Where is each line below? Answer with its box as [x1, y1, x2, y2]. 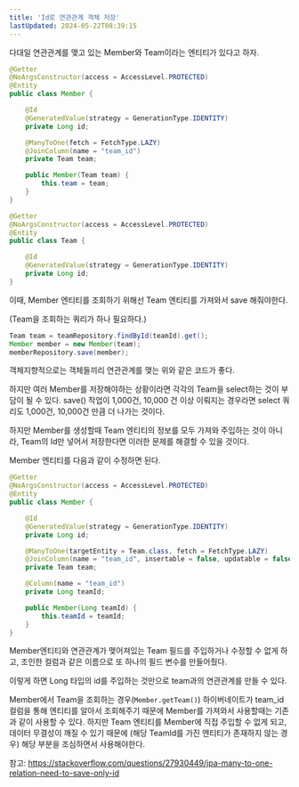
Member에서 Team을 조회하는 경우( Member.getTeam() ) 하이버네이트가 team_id [9, 694, 285, 705]
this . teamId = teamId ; [41, 612, 125, 621]
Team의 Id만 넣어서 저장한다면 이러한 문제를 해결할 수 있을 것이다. [20, 436, 250, 447]
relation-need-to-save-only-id [9, 767, 120, 779]
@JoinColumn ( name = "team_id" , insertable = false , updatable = [25, 555, 269, 564]
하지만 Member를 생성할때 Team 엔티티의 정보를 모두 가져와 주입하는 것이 [9, 425, 267, 436]
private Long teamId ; [25, 588, 105, 596]
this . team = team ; [41, 179, 109, 188]
